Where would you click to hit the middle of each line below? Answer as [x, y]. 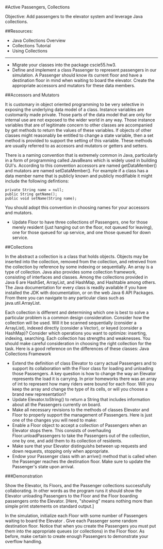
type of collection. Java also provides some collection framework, [71, 272]
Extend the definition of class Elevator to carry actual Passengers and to [84, 363]
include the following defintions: [37, 181]
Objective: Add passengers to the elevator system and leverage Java [74, 16]
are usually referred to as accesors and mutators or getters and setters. [76, 146]
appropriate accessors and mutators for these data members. [73, 85]
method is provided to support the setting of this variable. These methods [79, 140]
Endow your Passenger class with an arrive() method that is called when [84, 456]
